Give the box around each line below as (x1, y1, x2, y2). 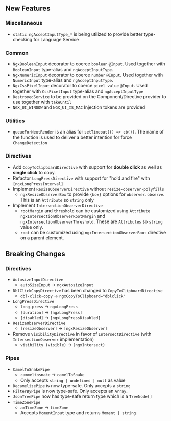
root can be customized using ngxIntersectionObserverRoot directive (20, 229, 166, 235)
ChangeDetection (12, 141, 47, 146)
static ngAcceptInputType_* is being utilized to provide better (12, 31, 143, 37)
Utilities (5, 117, 25, 124)
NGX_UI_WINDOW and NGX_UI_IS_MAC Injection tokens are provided (12, 104, 145, 110)
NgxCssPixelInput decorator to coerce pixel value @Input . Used (12, 82, 148, 88)
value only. (20, 224, 43, 230)
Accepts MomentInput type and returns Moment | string (20, 409, 136, 416)
